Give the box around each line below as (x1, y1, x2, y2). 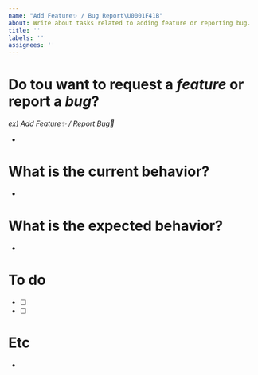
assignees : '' (8, 41, 56, 49)
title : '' (8, 26, 41, 34)
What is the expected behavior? (8, 217, 223, 235)
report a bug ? (8, 92, 100, 111)
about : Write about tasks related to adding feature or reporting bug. (8, 19, 251, 27)
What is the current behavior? (8, 162, 209, 181)
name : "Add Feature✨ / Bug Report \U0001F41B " (8, 11, 163, 20)
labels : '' (8, 33, 45, 42)
